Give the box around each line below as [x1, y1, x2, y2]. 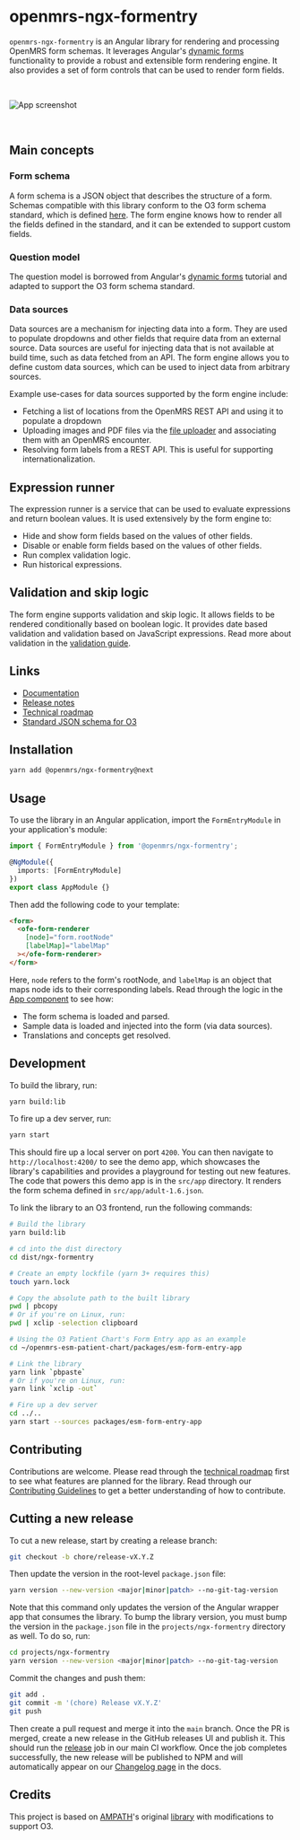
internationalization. [21, 453, 96, 464]
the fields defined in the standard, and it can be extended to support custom [9, 218, 291, 230]
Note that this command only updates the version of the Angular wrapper [9, 1602, 279, 1613]
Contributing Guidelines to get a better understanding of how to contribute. [9, 1484, 287, 1496]
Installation [9, 743, 73, 758]
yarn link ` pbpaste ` [9, 1368, 87, 1377]
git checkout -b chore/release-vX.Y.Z [9, 1552, 154, 1562]
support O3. [9, 1820, 54, 1831]
